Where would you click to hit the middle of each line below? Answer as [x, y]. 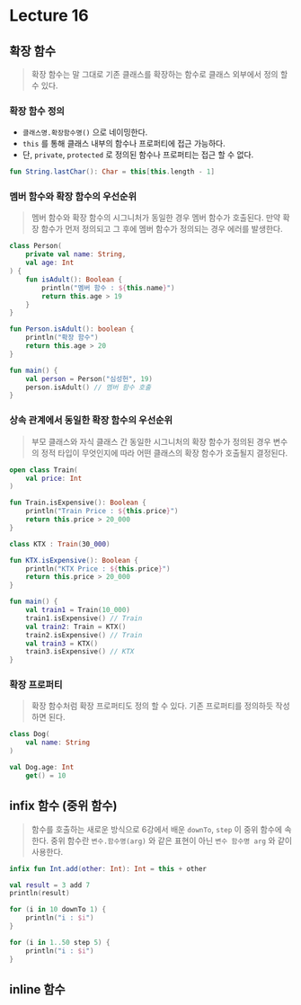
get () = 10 [46, 775]
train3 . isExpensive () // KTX [80, 652]
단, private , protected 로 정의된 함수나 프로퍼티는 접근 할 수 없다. [138, 155]
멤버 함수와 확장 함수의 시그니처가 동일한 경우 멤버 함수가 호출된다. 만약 [156, 218]
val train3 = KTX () [62, 644]
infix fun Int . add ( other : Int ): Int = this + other [108, 868]
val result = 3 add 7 [50, 885]
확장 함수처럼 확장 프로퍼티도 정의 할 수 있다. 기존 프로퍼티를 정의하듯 [152, 706]
